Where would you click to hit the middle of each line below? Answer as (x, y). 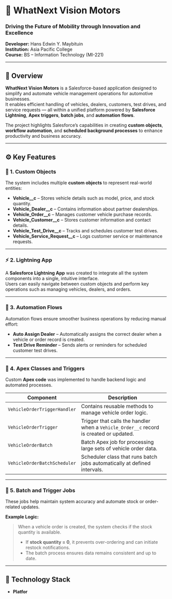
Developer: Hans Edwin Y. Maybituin (44, 44)
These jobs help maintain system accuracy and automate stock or (75, 502)
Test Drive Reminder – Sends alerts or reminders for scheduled (80, 345)
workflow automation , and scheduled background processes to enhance (84, 131)
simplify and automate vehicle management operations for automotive (79, 94)
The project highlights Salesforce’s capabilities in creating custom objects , (84, 125)
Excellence (19, 33)
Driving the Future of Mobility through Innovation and (73, 27)
